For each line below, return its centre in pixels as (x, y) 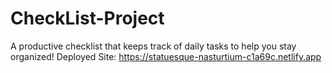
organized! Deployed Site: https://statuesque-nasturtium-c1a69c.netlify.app (166, 56)
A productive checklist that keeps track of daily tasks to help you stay (153, 46)
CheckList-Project (87, 18)
